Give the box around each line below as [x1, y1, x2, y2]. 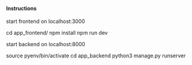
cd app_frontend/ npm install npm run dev [6, 30, 108, 37]
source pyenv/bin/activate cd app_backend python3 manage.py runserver [6, 52, 186, 59]
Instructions [6, 5, 37, 12]
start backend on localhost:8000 [6, 41, 85, 48]
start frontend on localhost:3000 [6, 18, 85, 25]
